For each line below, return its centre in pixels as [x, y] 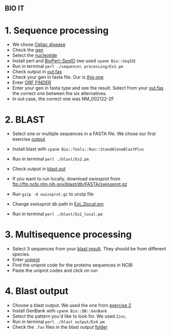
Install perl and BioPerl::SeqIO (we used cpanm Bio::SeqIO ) [74, 61]
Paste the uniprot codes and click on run [55, 271]
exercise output [29, 139]
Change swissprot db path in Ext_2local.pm [58, 204]
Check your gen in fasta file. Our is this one [58, 77]
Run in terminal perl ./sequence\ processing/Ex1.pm [68, 66]
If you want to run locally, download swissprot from [66, 179]
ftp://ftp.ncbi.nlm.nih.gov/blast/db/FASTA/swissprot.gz [70, 184]
